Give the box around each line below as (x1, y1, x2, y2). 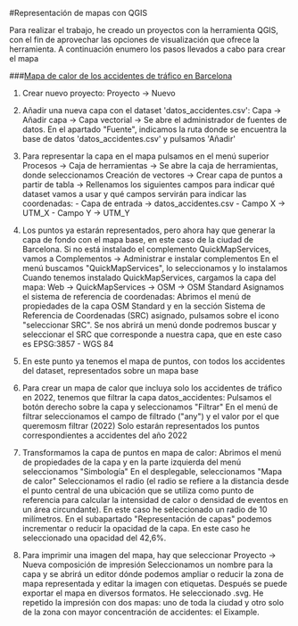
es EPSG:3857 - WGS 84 (21, 339, 114, 349)
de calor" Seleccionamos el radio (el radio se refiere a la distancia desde (21, 476, 290, 486)
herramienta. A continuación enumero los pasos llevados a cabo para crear (9, 44, 286, 54)
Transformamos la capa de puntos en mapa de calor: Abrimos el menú (21, 448, 282, 457)
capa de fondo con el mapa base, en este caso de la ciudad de (21, 235, 254, 244)
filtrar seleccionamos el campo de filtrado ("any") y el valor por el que (21, 411, 279, 422)
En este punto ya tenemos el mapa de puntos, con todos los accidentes (21, 356, 286, 367)
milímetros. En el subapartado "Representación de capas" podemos (21, 514, 272, 524)
